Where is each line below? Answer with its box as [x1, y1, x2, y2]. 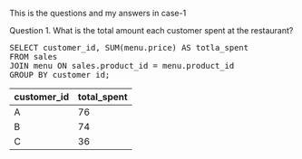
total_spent [77, 90, 129, 103]
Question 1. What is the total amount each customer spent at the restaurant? [9, 25, 294, 35]
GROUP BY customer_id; [9, 70, 111, 79]
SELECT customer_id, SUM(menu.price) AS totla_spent [9, 42, 249, 52]
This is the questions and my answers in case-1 [9, 8, 187, 18]
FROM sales [9, 51, 58, 61]
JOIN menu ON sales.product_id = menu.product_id [9, 61, 235, 70]
